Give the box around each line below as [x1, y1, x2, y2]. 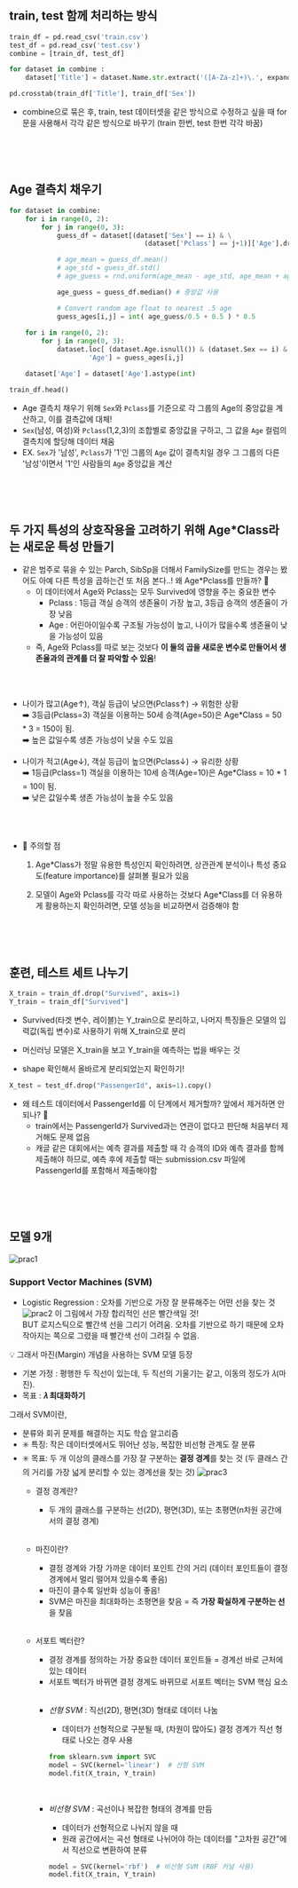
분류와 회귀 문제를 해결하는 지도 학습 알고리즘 [21, 1427, 179, 1438]
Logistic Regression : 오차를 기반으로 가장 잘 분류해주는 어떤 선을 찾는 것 [21, 1297, 276, 1307]
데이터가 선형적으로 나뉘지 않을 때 [61, 1822, 179, 1833]
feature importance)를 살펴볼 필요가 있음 [45, 871, 190, 881]
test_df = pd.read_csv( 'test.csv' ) [9, 41, 141, 50]
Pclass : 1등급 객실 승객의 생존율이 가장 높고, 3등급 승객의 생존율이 [48, 597, 279, 608]
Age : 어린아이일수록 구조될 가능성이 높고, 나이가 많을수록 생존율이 [48, 620, 279, 630]
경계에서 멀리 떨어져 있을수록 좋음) [48, 1574, 169, 1584]
